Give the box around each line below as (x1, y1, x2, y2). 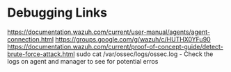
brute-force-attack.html (7, 50, 75, 58)
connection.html (7, 35, 54, 43)
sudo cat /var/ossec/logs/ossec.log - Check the (76, 50, 214, 58)
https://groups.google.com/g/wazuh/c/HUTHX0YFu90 (55, 35, 211, 43)
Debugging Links (7, 5, 108, 21)
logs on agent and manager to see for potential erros (7, 57, 159, 65)
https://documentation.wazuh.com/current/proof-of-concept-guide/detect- (7, 42, 224, 51)
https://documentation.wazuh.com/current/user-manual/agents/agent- (7, 28, 211, 36)
